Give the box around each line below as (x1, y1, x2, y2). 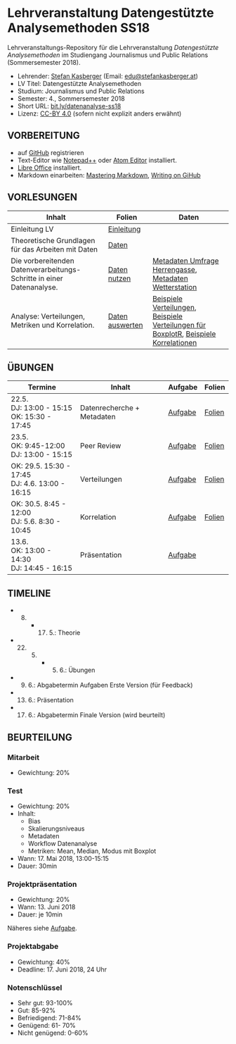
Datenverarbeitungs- (11, 264, 81, 274)
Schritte (11, 273, 37, 283)
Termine (27, 383, 56, 392)
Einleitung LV (11, 224, 54, 234)
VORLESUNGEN (7, 192, 78, 204)
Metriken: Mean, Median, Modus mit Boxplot (27, 847, 157, 855)
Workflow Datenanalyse (27, 840, 98, 848)
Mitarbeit (7, 752, 40, 762)
